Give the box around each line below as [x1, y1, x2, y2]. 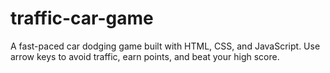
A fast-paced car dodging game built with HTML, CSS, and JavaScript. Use [10, 40, 321, 52]
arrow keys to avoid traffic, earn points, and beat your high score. [10, 50, 280, 62]
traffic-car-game [10, 7, 154, 30]
